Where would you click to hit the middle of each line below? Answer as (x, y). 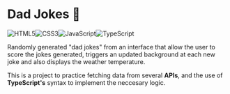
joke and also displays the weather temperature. (76, 61)
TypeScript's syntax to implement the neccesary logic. (86, 82)
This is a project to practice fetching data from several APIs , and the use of (115, 75)
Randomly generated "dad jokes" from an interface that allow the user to (112, 47)
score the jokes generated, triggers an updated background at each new (112, 54)
